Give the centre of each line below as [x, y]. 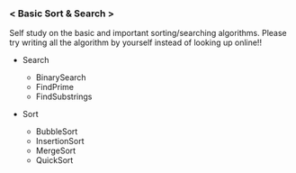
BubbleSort [57, 132]
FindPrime [55, 87]
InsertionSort [60, 141]
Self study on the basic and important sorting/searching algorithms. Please [148, 33]
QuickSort [54, 160]
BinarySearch [61, 77]
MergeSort [56, 150]
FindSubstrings [64, 96]
